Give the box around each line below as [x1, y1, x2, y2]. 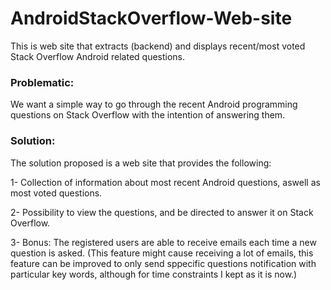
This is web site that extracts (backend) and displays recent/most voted [10, 40, 306, 52]
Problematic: [10, 75, 75, 89]
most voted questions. [10, 187, 103, 199]
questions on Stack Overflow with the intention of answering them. [10, 109, 286, 121]
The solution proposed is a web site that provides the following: [10, 157, 272, 169]
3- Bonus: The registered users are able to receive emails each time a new [10, 236, 317, 248]
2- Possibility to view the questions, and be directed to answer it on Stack [10, 206, 314, 218]
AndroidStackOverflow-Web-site [10, 7, 293, 30]
